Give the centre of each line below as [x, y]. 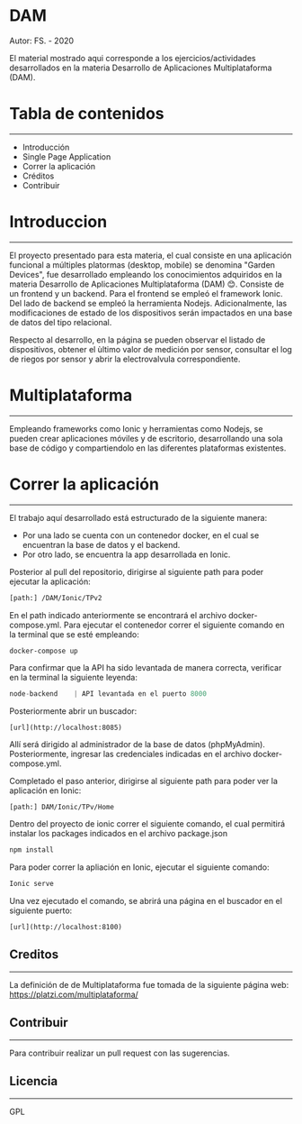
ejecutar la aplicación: [50, 581]
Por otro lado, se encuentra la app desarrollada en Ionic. [126, 554]
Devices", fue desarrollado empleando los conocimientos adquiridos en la [146, 274]
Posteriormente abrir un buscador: [73, 711]
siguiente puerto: [41, 910]
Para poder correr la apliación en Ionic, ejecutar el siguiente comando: [139, 867]
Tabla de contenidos [87, 114]
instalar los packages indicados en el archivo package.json [118, 834]
